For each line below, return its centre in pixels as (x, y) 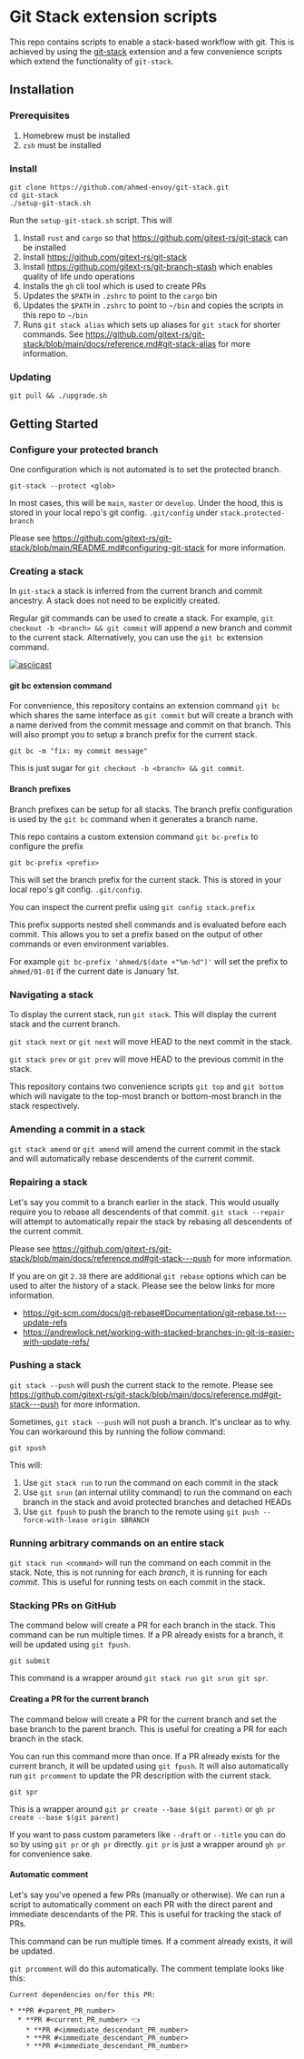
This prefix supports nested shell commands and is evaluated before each (148, 925)
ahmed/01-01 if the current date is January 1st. (94, 971)
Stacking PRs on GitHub (63, 1606)
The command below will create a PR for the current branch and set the (143, 1719)
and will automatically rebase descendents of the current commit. (132, 1159)
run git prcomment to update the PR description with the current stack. (141, 1775)
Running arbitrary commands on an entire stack (117, 1543)
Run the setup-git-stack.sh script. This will (91, 220)
